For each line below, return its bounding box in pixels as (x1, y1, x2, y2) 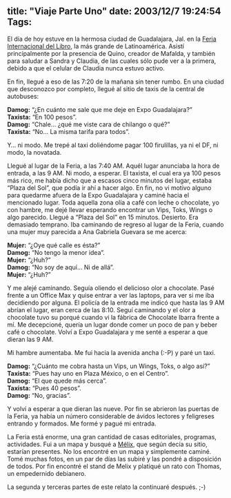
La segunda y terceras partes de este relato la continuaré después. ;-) (7, 483, 206, 491)
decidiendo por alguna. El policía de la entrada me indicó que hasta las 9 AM (7, 298, 225, 307)
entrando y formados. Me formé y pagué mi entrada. (7, 419, 157, 428)
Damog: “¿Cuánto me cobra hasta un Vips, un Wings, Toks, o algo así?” (7, 362, 210, 370)
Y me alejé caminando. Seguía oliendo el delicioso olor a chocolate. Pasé (7, 283, 215, 292)
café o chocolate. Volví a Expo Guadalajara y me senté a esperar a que (7, 327, 208, 336)
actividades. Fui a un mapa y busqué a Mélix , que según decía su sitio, (7, 440, 208, 448)
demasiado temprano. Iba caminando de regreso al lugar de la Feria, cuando (7, 220, 224, 229)
